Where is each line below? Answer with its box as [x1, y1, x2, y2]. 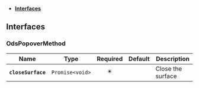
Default [128, 55, 150, 63]
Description [156, 55, 190, 63]
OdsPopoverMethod [6, 39, 66, 48]
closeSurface [9, 69, 46, 76]
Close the [155, 65, 182, 73]
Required [97, 55, 123, 63]
